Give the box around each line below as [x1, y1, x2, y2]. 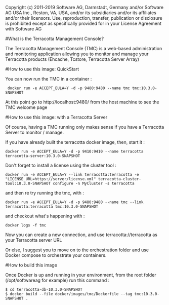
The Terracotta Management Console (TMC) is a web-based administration [5, 46, 162, 51]
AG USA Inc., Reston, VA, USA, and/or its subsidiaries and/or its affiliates [5, 10, 157, 16]
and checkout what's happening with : [5, 213, 85, 219]
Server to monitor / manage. [5, 129, 64, 135]
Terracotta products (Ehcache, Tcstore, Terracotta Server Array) [5, 56, 140, 62]
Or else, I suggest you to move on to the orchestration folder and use [5, 247, 149, 253]
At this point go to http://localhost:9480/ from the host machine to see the [5, 99, 159, 105]
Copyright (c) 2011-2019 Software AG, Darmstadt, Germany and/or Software [5, 5, 163, 10]
